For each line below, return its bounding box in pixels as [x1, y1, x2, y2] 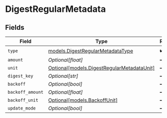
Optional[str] [48, 73, 79, 79]
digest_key [7, 73, 33, 79]
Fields [5, 23, 25, 32]
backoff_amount [7, 89, 44, 95]
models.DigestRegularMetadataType [48, 47, 133, 54]
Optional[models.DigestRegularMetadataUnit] [48, 64, 155, 71]
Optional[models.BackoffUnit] [48, 97, 118, 104]
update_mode [7, 106, 36, 111]
